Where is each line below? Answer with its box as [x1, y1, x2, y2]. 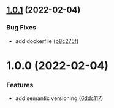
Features [6, 80, 34, 89]
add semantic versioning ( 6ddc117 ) [15, 94, 104, 102]
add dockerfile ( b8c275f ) [15, 37, 79, 45]
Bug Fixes [6, 23, 37, 32]
